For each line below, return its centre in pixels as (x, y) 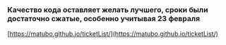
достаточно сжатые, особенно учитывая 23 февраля (103, 18)
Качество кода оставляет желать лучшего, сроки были (108, 10)
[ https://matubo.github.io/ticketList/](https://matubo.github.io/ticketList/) (113, 34)
